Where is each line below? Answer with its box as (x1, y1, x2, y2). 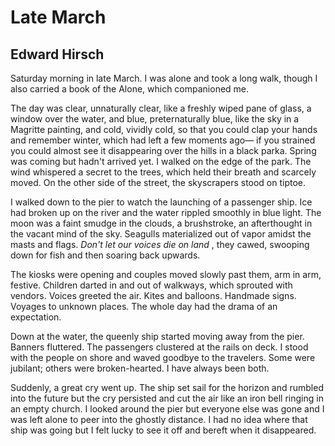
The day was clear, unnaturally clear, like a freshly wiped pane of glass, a (10, 102, 312, 114)
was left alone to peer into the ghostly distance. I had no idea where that (10, 414, 308, 425)
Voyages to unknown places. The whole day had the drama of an (10, 301, 278, 312)
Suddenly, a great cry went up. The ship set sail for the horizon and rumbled (10, 382, 324, 393)
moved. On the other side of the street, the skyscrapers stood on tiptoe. (10, 177, 307, 188)
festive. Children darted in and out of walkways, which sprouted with (10, 279, 293, 291)
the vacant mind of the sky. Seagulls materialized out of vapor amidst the (10, 228, 312, 240)
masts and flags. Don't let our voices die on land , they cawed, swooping (10, 239, 310, 250)
